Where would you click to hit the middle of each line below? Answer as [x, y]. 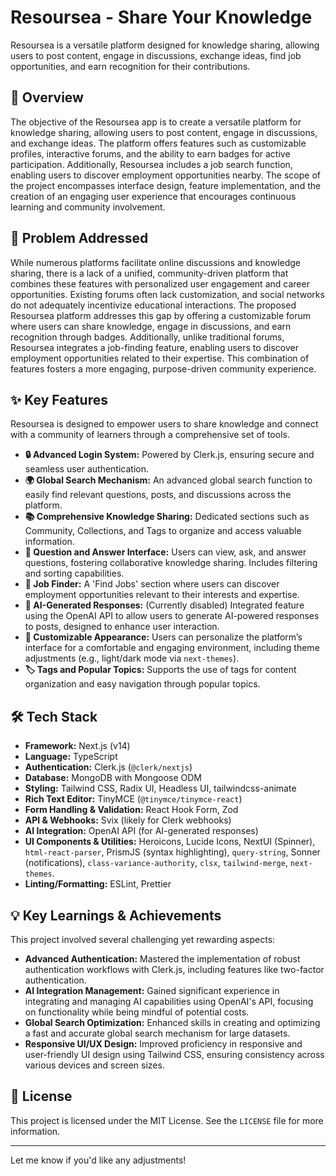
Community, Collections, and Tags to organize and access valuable [163, 531]
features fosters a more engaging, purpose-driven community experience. [163, 368]
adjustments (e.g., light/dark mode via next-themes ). [132, 658]
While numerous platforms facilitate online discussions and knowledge [156, 262]
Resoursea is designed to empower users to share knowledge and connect [164, 424]
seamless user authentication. [86, 469]
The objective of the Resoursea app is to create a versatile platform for [156, 122]
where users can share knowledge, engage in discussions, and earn [151, 326]
